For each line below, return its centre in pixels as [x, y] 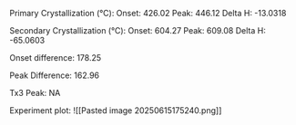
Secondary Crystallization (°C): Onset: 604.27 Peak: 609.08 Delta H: [138, 30]
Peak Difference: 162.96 [55, 75]
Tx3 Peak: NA [35, 93]
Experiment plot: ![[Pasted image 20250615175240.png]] [116, 111]
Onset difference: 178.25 [56, 58]
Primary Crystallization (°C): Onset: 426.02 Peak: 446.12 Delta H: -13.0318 [148, 13]
